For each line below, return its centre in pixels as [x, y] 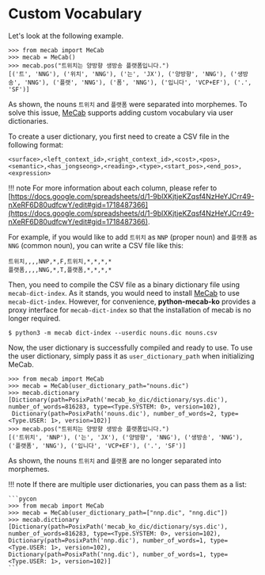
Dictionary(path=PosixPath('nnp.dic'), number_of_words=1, [108, 540]
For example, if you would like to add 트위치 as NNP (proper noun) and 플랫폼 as [132, 237]
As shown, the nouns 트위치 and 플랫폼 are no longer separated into [115, 460]
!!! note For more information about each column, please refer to [113, 188]
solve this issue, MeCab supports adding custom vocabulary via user [121, 113]
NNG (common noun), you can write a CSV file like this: [96, 245]
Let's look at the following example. [66, 36]
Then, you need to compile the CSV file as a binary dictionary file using [124, 284]
